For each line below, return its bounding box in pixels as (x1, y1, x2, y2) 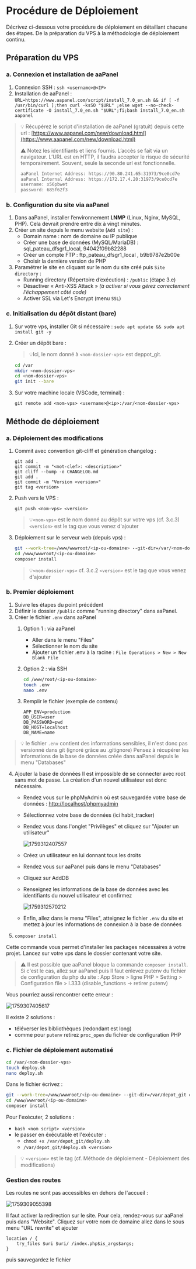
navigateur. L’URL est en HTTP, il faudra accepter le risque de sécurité (20, 153, 190, 160)
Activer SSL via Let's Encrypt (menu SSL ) (23, 295, 121, 302)
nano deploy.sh (6, 1070, 43, 1076)
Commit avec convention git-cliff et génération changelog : (14, 447, 156, 454)
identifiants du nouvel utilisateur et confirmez (23, 892, 132, 899)
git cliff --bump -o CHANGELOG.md (14, 469, 99, 474)
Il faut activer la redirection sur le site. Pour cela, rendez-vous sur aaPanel (6, 1212, 184, 1219)
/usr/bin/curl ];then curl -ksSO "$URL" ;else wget (14, 102, 143, 108)
